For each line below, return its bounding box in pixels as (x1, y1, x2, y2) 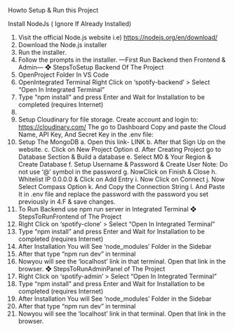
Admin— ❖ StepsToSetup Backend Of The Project (18, 63, 164, 71)
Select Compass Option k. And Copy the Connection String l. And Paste (18, 183, 225, 190)
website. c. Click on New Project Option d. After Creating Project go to (18, 145, 222, 153)
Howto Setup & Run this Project (8, 6, 99, 14)
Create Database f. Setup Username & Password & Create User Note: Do (18, 160, 228, 168)
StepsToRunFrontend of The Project (18, 212, 122, 221)
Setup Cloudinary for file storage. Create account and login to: (18, 115, 199, 124)
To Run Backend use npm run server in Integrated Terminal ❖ (18, 205, 197, 213)
